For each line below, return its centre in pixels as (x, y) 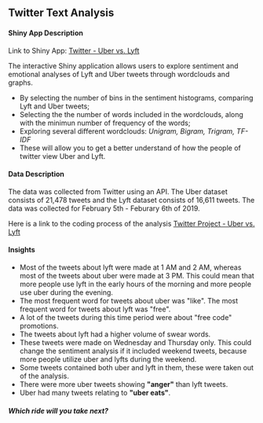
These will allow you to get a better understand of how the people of (130, 148)
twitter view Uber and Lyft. (62, 156)
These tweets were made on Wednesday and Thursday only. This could (135, 342)
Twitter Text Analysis (61, 13)
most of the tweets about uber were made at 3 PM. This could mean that (137, 276)
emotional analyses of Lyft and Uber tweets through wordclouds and (119, 74)
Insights (22, 250)
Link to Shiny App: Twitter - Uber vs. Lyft (74, 50)
